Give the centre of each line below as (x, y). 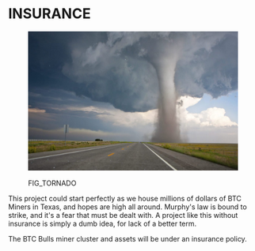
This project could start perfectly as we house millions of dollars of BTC (125, 199)
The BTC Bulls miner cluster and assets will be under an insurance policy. (127, 239)
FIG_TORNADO (52, 183)
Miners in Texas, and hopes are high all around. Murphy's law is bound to (127, 207)
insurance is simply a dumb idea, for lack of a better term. (103, 224)
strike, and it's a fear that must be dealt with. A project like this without (123, 215)
